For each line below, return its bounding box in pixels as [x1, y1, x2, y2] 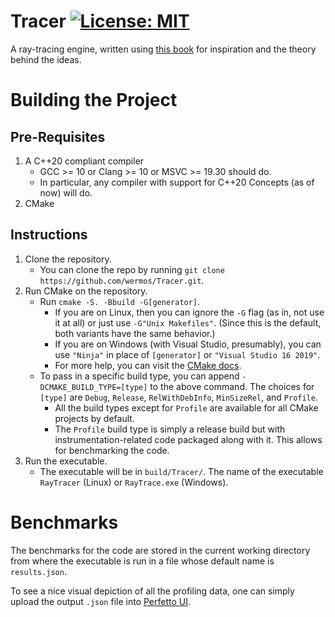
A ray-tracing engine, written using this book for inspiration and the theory [10, 43, 317, 55]
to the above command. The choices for [149, 380, 315, 392]
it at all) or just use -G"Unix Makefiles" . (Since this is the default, [54, 316, 322, 329]
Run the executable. [24, 455, 108, 467]
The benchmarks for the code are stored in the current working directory [10, 544, 311, 556]
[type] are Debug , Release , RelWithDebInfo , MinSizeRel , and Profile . [39, 391, 318, 403]
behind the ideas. [10, 53, 82, 65]
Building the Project [10, 89, 178, 112]
